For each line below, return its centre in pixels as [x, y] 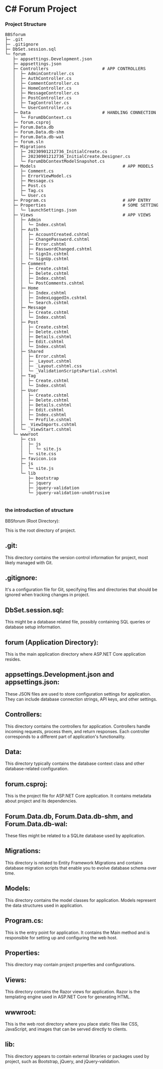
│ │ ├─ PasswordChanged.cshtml [52, 249]
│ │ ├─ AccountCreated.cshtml [51, 234]
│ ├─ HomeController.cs [42, 88]
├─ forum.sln [28, 142]
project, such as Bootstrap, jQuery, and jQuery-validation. [63, 1061]
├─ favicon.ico [38, 459]
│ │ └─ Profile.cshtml [42, 420]
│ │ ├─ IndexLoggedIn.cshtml [50, 298]
